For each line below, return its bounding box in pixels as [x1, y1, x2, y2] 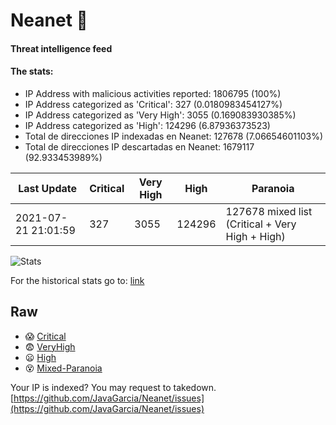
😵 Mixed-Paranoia [24, 362, 103, 374]
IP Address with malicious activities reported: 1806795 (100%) [24, 87, 282, 99]
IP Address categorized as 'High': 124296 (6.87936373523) [24, 119, 271, 131]
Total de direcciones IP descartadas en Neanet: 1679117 [24, 140, 255, 153]
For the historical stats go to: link [10, 274, 145, 286]
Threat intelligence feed [10, 42, 113, 54]
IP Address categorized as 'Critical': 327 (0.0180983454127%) [24, 98, 283, 110]
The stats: [10, 65, 54, 78]
